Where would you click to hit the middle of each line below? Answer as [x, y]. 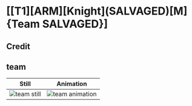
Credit [18, 46]
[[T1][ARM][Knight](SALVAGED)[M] [97, 11]
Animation [72, 84]
